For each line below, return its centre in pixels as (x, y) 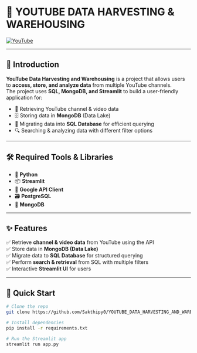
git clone (18, 312)
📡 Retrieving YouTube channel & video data (67, 108)
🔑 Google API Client (39, 189)
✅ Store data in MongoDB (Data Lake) (52, 249)
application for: (24, 97)
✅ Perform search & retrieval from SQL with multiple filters (77, 262)
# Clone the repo (27, 307)
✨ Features (27, 228)
